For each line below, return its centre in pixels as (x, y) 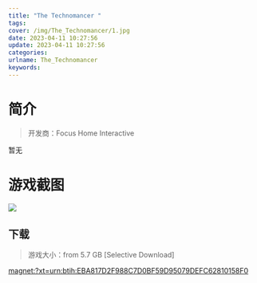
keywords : (25, 68)
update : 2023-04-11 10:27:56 (57, 45)
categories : (28, 53)
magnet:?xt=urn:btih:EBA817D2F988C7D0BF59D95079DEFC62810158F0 (128, 271)
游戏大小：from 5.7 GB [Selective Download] (101, 255)
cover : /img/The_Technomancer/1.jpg (69, 30)
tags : (17, 23)
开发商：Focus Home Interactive (81, 133)
